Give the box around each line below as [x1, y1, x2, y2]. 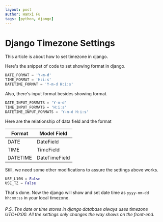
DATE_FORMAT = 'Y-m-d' [5, 73, 52, 78]
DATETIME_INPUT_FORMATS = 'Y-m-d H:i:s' [5, 109, 89, 114]
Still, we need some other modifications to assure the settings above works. [5, 166, 159, 172]
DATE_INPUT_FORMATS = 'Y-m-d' [5, 100, 67, 105]
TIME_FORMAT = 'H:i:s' [5, 77, 52, 83]
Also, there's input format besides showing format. [5, 90, 108, 96]
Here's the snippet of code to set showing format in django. [5, 63, 126, 69]
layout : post [5, 7, 32, 12]
